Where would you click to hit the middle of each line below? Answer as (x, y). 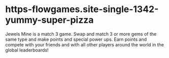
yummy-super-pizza (49, 20)
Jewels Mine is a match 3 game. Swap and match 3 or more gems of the (81, 34)
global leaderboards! (27, 50)
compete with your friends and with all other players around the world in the (84, 44)
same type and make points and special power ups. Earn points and (76, 39)
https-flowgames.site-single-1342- (82, 9)
